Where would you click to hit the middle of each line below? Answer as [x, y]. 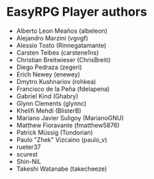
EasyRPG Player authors [77, 12]
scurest [27, 154]
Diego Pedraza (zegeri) [49, 67]
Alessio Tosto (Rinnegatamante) [61, 45]
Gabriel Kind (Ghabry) [47, 96]
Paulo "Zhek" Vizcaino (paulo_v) [62, 139]
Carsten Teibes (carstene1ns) [57, 53]
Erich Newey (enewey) [48, 74]
